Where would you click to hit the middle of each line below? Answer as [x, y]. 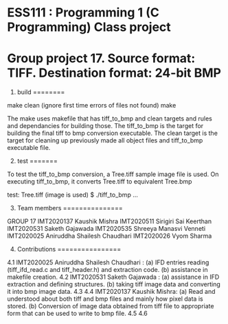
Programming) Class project [89, 27]
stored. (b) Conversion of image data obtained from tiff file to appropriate [111, 306]
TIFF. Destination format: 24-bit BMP [114, 73]
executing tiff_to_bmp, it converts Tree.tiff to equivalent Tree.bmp [100, 182]
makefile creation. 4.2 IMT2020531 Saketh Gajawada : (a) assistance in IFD [113, 277]
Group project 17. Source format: [101, 59]
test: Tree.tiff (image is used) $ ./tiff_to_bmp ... [73, 195]
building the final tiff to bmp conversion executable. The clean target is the [113, 133]
